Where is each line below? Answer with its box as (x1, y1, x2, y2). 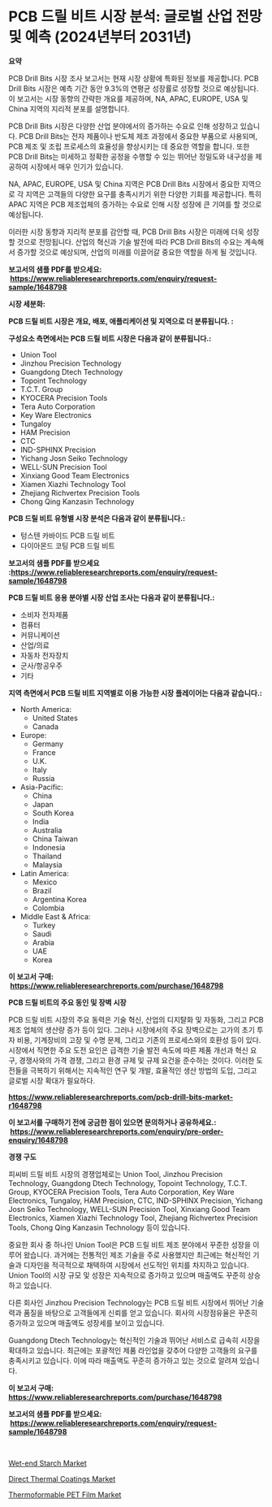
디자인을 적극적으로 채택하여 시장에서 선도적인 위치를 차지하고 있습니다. (23, 1260, 249, 1270)
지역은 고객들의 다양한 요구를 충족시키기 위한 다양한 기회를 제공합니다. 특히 (25, 189, 262, 199)
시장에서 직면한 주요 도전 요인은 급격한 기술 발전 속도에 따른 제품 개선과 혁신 (8, 1045, 249, 1055)
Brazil (32, 885, 52, 895)
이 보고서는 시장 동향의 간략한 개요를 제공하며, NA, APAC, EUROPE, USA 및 (8, 93, 249, 103)
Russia (32, 773, 55, 783)
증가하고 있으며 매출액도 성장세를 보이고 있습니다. (8, 1318, 165, 1327)
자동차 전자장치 (19, 650, 69, 660)
